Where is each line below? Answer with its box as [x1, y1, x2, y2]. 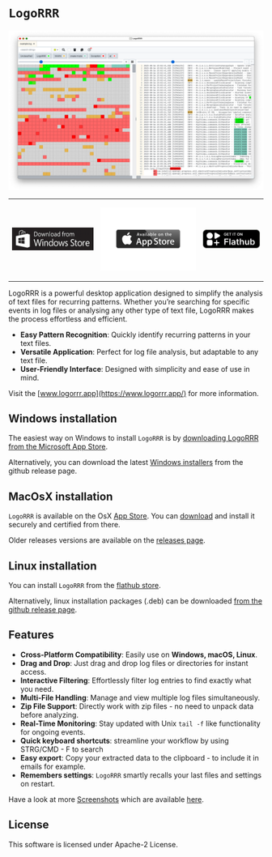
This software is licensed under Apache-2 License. [8, 839, 178, 849]
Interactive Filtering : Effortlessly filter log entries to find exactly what [19, 676, 252, 685]
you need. [19, 684, 54, 693]
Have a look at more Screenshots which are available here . [8, 794, 205, 804]
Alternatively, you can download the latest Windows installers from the [8, 458, 244, 467]
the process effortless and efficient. [8, 313, 128, 323]
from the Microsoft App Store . [8, 441, 108, 452]
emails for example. [19, 761, 87, 771]
